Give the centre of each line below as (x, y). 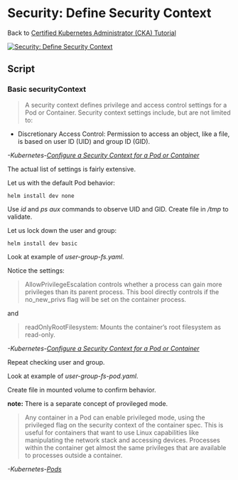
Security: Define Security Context (109, 13)
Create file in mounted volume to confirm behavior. (82, 390)
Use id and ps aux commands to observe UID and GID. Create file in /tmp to (118, 209)
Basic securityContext (47, 89)
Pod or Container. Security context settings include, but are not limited (128, 113)
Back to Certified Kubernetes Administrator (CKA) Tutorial (92, 33)
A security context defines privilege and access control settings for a (126, 105)
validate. (20, 216)
